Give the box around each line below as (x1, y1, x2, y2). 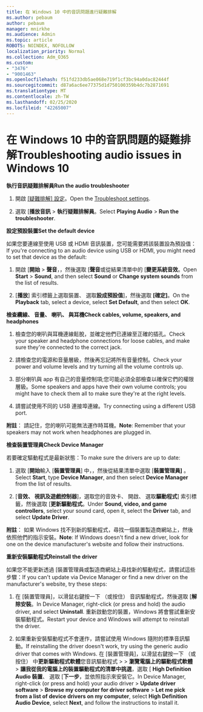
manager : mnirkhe (6, 25, 50, 32)
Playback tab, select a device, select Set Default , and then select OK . (15, 299, 190, 306)
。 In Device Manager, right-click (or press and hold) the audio (31, 600, 186, 608)
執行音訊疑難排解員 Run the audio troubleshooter (6, 182, 130, 189)
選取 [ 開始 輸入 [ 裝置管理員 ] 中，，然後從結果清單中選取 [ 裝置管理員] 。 (15, 467, 190, 474)
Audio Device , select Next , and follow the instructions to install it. (15, 699, 179, 707)
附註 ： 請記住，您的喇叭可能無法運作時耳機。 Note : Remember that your (6, 422, 186, 429)
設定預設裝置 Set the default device (6, 227, 95, 234)
